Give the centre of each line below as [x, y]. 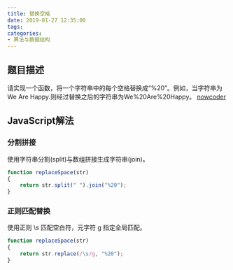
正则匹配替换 [29, 211]
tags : [15, 27]
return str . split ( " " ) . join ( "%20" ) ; [73, 185]
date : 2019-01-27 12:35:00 [47, 20]
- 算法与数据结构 [29, 40]
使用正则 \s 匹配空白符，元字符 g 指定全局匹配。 [77, 227]
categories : [24, 33]
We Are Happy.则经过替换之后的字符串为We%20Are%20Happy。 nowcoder [116, 97]
